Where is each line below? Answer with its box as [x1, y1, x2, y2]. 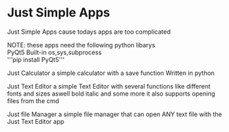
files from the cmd [7, 96, 60, 104]
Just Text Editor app [7, 117, 64, 125]
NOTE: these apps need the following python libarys [7, 41, 155, 49]
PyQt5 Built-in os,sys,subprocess [7, 48, 102, 56]
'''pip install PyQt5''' [7, 55, 65, 63]
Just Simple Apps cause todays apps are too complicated [7, 27, 171, 36]
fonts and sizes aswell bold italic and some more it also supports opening [7, 89, 216, 98]
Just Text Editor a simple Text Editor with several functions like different [7, 82, 211, 90]
